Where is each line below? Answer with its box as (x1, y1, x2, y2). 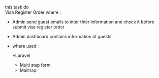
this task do (5, 4, 29, 10)
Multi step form (19, 62, 51, 68)
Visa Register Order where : (5, 9, 62, 15)
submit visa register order (12, 24, 65, 30)
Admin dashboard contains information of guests (12, 34, 112, 39)
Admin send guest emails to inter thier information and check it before (12, 19, 155, 25)
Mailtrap (19, 67, 37, 73)
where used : (12, 43, 39, 49)
